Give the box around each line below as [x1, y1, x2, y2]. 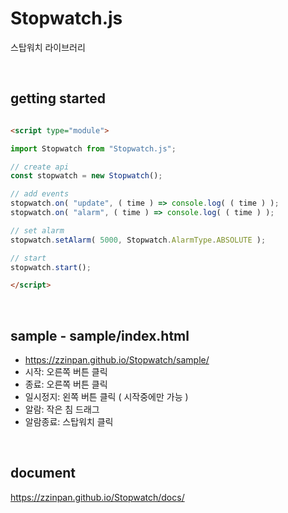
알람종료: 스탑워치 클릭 [24, 416, 114, 428]
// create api [10, 162, 70, 172]
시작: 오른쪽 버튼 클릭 [24, 366, 108, 378]
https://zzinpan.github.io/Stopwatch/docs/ [10, 491, 185, 503]
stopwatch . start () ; [10, 262, 92, 272]
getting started [10, 90, 106, 107]
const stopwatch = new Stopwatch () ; [10, 171, 163, 181]
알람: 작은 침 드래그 [24, 403, 100, 416]
